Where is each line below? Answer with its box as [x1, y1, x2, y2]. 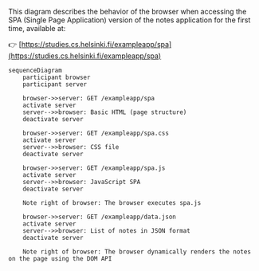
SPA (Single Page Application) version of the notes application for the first [8, 15, 251, 25]
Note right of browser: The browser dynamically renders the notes [22, 248, 251, 256]
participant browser [22, 73, 91, 81]
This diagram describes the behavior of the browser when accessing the [8, 7, 247, 16]
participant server [22, 81, 88, 88]
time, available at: [8, 24, 66, 33]
